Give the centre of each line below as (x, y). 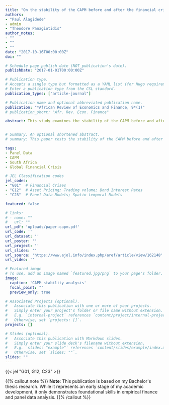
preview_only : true (30, 292)
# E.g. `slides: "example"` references (49, 348)
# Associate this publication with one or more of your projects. (78, 306)
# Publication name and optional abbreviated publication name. (74, 103)
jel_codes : (17, 181)
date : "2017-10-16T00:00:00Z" (37, 52)
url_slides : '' (21, 250)
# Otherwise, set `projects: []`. (44, 320)
